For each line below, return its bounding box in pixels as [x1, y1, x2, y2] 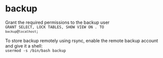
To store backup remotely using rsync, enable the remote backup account [5, 38, 158, 44]
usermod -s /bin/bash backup [5, 48, 66, 53]
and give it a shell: [5, 43, 43, 49]
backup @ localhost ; [5, 29, 39, 34]
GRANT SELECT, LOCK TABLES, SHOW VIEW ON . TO [5, 24, 104, 30]
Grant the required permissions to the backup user [5, 19, 110, 25]
